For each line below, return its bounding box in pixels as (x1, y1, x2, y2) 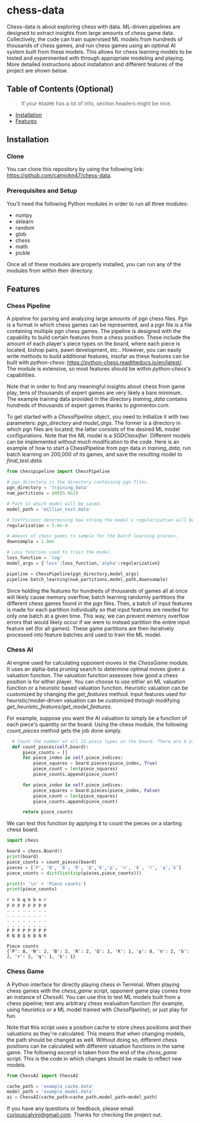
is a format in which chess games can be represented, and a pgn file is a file (6, 321, 193, 328)
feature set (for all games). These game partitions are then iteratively (6, 625, 174, 632)
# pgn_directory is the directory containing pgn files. (6, 479, 150, 485)
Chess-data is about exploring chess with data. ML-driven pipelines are (6, 23, 181, 30)
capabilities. (6, 371, 36, 378)
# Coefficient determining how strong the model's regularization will (6, 517, 187, 523)
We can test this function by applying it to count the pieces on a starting (6, 820, 182, 827)
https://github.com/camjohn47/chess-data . (6, 172, 112, 179)
